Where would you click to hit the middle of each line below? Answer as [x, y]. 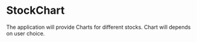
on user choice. [26, 33]
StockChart [36, 10]
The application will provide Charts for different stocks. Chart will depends [98, 27]
